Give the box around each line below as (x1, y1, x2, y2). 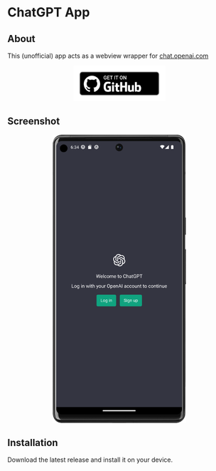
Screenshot (7, 115, 60, 128)
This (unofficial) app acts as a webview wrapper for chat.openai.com (7, 51, 209, 60)
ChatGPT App (7, 4, 90, 21)
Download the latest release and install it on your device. (7, 455, 173, 464)
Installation (7, 436, 58, 449)
